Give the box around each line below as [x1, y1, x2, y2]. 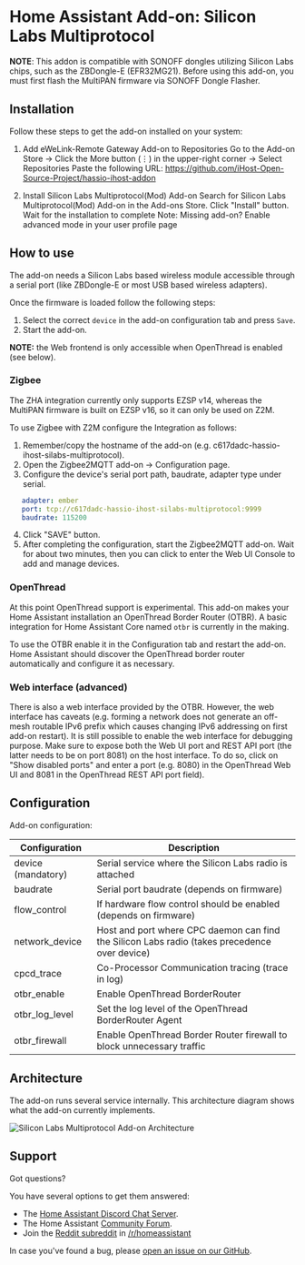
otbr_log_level [14, 1007, 74, 1020]
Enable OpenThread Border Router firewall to [96, 1028, 288, 1041]
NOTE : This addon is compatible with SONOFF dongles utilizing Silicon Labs [9, 56, 294, 66]
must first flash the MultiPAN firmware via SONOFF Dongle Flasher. [9, 75, 261, 86]
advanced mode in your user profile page [22, 218, 178, 229]
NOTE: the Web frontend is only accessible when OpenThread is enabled [9, 341, 283, 352]
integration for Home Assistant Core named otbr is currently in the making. [9, 621, 290, 632]
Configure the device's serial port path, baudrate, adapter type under [22, 469, 282, 480]
